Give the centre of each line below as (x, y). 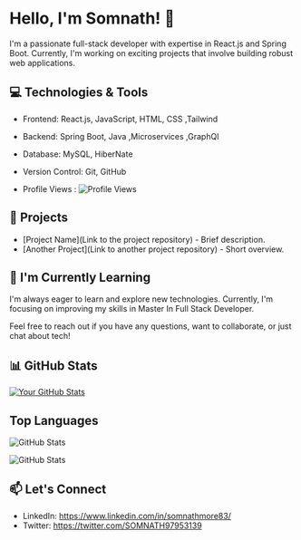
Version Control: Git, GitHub (74, 171)
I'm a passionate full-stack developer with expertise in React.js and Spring (148, 43)
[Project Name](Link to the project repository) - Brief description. (144, 239)
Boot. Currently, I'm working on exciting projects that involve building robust (151, 53)
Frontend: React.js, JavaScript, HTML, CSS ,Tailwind (120, 119)
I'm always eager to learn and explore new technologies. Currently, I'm (141, 299)
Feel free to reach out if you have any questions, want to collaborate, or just (150, 326)
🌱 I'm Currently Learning (80, 277)
